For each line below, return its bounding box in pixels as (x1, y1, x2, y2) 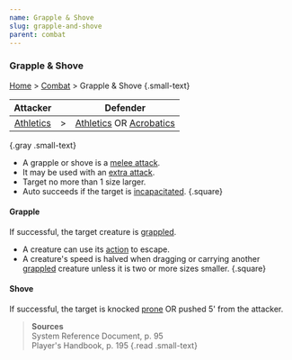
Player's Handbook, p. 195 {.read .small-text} (31, 340, 198, 351)
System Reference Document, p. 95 (31, 330, 164, 342)
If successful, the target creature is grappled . (9, 226, 177, 237)
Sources (31, 321, 65, 332)
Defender (104, 101, 146, 113)
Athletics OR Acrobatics (75, 116, 175, 129)
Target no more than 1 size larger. (22, 176, 146, 187)
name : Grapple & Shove (9, 13, 94, 22)
